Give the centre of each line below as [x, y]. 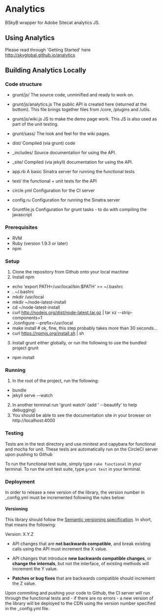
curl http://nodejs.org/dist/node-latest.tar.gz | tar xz [64, 313]
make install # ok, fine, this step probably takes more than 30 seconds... [85, 328]
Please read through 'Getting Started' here [48, 49]
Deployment [20, 481]
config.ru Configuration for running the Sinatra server [66, 200]
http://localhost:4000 [34, 421]
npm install [23, 358]
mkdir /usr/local [28, 297]
